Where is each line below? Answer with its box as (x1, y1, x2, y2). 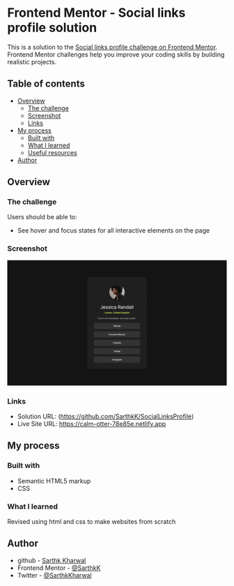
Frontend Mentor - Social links (7, 5, 186, 21)
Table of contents (7, 78, 85, 90)
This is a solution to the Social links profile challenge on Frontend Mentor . (7, 43, 218, 51)
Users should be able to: (7, 213, 78, 221)
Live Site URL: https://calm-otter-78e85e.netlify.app (17, 419, 166, 427)
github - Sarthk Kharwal (17, 556, 86, 564)
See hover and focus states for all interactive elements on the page (17, 226, 210, 235)
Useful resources (27, 148, 78, 156)
